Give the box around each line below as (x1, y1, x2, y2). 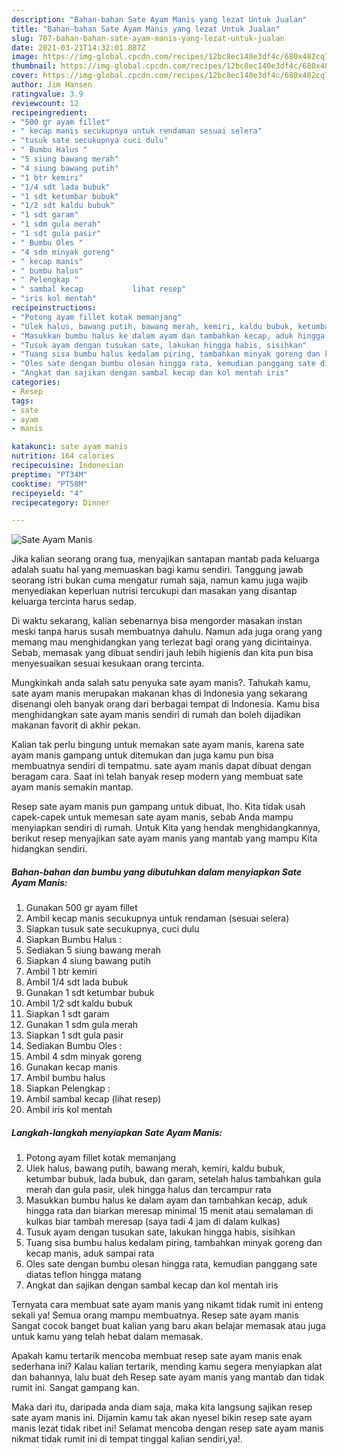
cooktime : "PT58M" (11, 479, 88, 489)
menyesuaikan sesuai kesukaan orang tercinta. (11, 657, 205, 670)
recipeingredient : (11, 107, 88, 118)
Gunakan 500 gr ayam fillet (25, 902, 138, 914)
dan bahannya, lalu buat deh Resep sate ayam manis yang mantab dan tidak (11, 1371, 325, 1383)
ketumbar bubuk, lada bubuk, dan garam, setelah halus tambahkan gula (25, 1173, 322, 1185)
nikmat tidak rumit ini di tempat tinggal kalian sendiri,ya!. (11, 1433, 243, 1445)
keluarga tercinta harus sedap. (11, 596, 137, 608)
